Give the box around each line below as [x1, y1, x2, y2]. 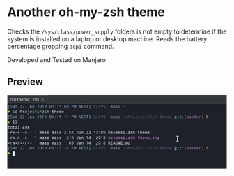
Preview [7, 76, 44, 88]
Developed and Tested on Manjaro [7, 55, 107, 64]
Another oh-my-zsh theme [7, 4, 166, 20]
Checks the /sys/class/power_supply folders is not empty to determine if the [7, 27, 227, 36]
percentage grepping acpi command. [7, 42, 114, 50]
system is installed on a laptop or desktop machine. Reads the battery [7, 34, 208, 43]
